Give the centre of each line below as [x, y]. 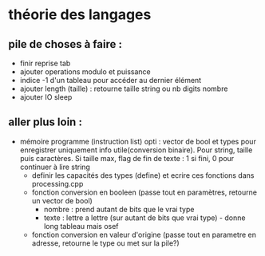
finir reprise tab [45, 63]
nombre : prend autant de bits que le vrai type [119, 209]
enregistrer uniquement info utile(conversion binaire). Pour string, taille [136, 150]
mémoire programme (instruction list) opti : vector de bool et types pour [138, 141]
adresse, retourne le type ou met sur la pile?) [105, 243]
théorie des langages [80, 15]
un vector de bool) [62, 200]
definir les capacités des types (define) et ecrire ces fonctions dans [143, 175]
